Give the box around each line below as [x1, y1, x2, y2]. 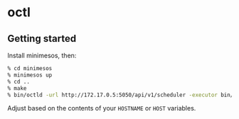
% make [7, 84, 27, 92]
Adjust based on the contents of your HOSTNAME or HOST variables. [7, 104, 196, 113]
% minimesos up [7, 72, 53, 79]
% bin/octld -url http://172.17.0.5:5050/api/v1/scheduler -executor [7, 91, 218, 98]
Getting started [7, 33, 77, 45]
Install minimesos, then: [7, 51, 77, 59]
